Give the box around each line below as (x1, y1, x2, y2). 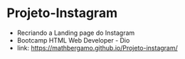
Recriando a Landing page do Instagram (16, 28, 135, 37)
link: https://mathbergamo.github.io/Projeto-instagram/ (16, 43, 179, 52)
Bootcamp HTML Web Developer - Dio (16, 36, 130, 44)
